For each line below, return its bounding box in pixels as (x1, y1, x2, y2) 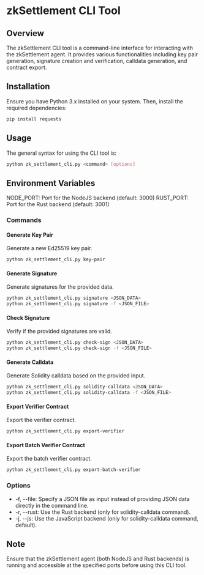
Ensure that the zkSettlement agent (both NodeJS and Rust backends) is (6, 555, 190, 563)
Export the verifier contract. (6, 417, 77, 424)
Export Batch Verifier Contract (6, 441, 86, 448)
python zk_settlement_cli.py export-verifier (6, 428, 124, 434)
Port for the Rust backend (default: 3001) (6, 201, 110, 208)
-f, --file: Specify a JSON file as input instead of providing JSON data (15, 495, 190, 502)
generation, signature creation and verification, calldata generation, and (6, 57, 187, 64)
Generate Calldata (6, 358, 54, 366)
